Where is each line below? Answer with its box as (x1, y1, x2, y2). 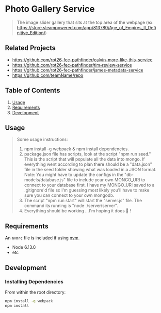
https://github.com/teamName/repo (12, 72, 83, 78)
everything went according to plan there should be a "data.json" (24, 161, 152, 167)
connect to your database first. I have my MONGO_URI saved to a (24, 182, 155, 188)
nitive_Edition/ (16, 30, 46, 35)
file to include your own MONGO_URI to (66, 177, 145, 183)
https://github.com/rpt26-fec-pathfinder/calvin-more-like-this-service (12, 57, 153, 63)
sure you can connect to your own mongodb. (24, 192, 114, 198)
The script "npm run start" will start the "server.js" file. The (24, 198, 142, 204)
